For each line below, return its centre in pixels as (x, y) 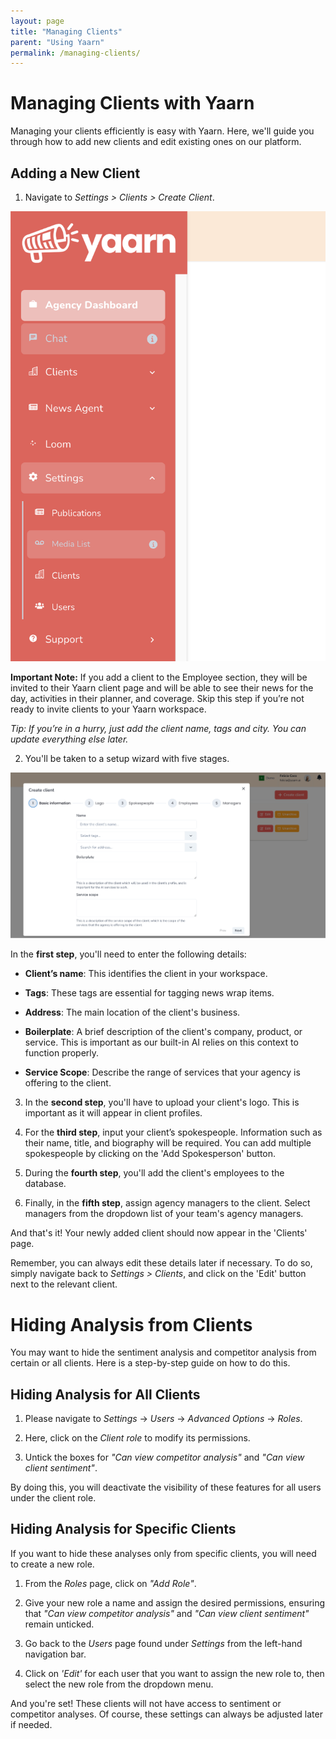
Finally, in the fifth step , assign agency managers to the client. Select (167, 1203)
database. (45, 1184)
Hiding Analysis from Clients (131, 1324)
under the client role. (53, 1498)
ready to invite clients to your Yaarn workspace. (108, 709)
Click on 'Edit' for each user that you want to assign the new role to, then (174, 1673)
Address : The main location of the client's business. (132, 1012)
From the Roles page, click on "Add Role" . (110, 1583)
